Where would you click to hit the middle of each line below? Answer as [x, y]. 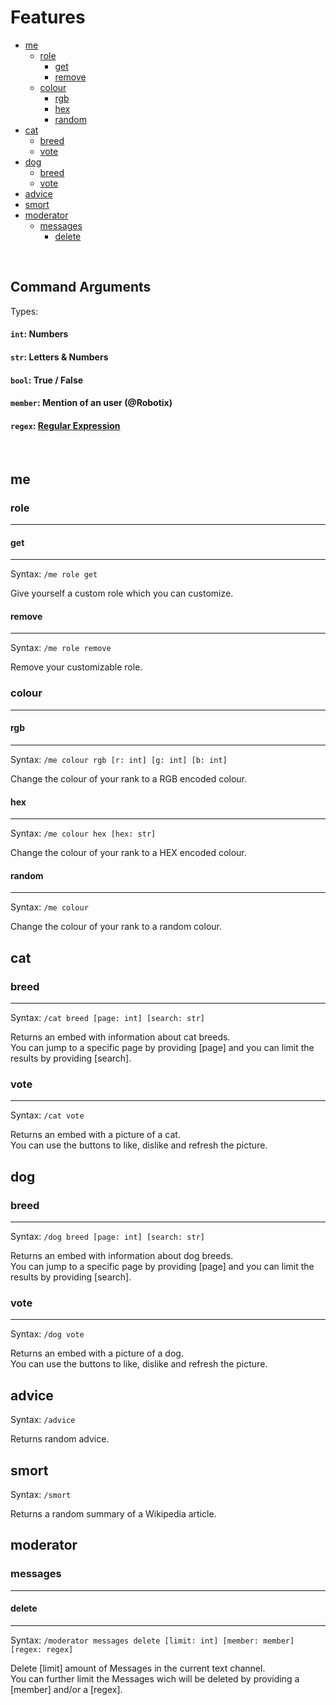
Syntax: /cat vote [47, 1115]
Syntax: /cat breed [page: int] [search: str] [107, 1018]
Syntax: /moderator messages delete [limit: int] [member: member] [152, 1640]
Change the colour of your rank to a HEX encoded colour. [128, 853]
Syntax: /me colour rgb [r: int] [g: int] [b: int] [119, 759]
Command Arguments [81, 287]
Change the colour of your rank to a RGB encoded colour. [129, 778]
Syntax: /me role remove [61, 648]
